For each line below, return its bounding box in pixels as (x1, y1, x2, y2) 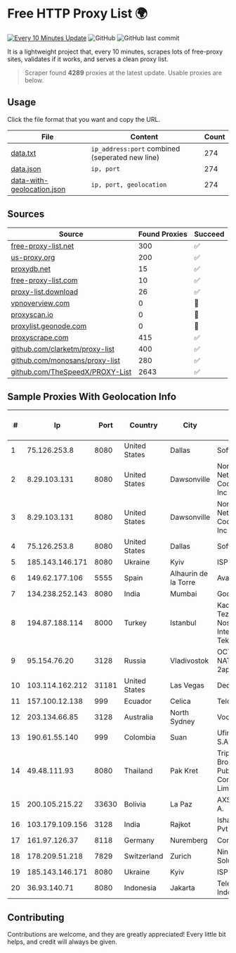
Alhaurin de (169, 568, 209, 578)
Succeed (194, 229, 225, 239)
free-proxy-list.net (11, 241, 74, 251)
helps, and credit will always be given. (7, 938, 117, 946)
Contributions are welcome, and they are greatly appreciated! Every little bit (7, 930, 226, 939)
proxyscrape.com (11, 332, 69, 342)
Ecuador (124, 697, 152, 706)
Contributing (7, 911, 65, 923)
